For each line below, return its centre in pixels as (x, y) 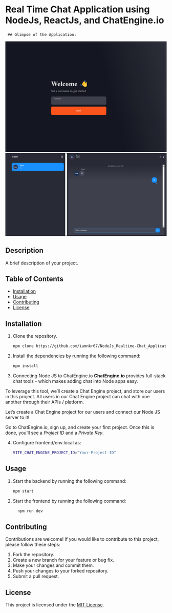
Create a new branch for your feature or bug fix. (63, 560)
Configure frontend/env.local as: (47, 443)
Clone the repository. (35, 336)
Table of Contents (35, 279)
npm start (23, 491)
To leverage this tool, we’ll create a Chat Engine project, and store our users (85, 391)
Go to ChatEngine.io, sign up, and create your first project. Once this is (80, 427)
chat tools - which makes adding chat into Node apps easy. (75, 381)
